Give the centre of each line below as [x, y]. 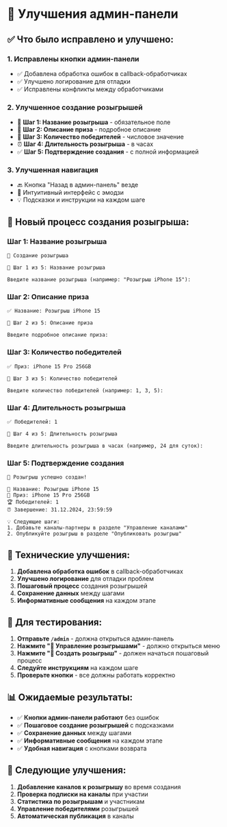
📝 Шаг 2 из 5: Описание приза [50, 323]
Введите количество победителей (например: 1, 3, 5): [85, 390]
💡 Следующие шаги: [34, 522]
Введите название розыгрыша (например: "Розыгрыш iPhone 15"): [99, 280]
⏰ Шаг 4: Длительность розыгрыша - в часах [85, 144]
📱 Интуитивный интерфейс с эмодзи [70, 193]
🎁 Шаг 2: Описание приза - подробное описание [89, 130]
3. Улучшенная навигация [53, 170]
